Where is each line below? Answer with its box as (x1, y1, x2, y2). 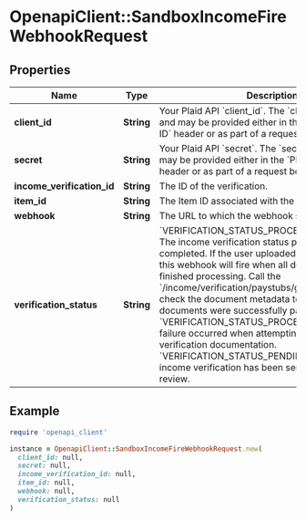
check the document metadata (158, 293, 291, 305)
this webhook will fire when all (158, 258, 289, 271)
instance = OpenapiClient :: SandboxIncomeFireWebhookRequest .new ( (9, 444, 262, 453)
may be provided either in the (158, 153, 285, 166)
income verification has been (158, 361, 284, 373)
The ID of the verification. (158, 180, 269, 193)
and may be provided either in (158, 116, 287, 129)
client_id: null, (17, 453, 84, 462)
